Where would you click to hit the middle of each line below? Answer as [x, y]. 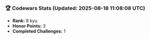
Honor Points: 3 [29, 26]
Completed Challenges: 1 [39, 31]
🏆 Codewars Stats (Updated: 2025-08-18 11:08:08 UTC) [75, 8]
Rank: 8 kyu [25, 21]
